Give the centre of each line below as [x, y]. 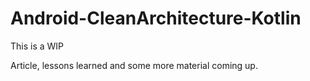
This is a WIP [37, 46]
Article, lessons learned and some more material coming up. [134, 65]
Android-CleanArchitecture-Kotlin [156, 18]
